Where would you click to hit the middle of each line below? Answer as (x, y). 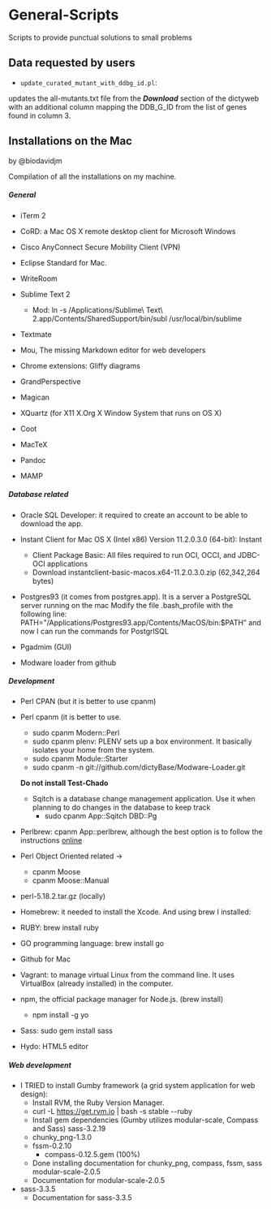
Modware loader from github (68, 663)
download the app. (52, 523)
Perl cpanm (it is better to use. (71, 717)
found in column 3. (40, 115)
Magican (35, 397)
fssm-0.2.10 (52, 1146)
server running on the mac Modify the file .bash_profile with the (127, 605)
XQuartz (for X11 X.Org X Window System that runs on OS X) (121, 412)
